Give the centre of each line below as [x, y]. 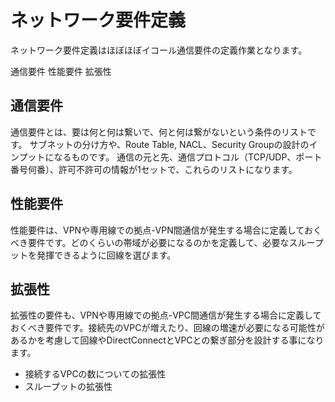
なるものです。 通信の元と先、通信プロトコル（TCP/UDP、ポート [188, 157]
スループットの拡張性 [68, 387]
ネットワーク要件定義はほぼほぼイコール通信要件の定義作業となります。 [159, 50]
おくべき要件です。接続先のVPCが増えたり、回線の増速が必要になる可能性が [167, 328]
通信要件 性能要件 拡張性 [61, 71]
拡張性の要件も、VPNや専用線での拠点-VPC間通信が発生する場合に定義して [166, 315]
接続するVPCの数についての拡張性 [95, 374]
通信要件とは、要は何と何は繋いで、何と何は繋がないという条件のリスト [159, 132]
